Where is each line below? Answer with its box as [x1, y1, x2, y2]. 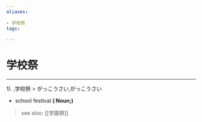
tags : [6, 25, 20, 32]
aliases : [6, 8, 28, 15]
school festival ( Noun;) [14, 97, 74, 105]
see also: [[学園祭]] [20, 109, 69, 117]
